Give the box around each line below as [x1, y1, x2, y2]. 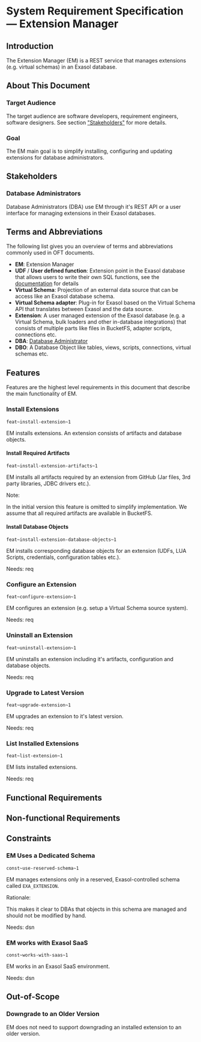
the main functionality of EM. [6, 390, 77, 398]
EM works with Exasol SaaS [6, 939, 88, 947]
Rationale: [6, 893, 31, 901]
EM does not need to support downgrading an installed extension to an [6, 1023, 182, 1031]
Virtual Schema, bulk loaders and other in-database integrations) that [14, 318, 187, 325]
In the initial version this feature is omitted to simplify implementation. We [6, 503, 187, 510]
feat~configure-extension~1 [6, 594, 77, 600]
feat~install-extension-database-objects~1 [6, 537, 117, 543]
